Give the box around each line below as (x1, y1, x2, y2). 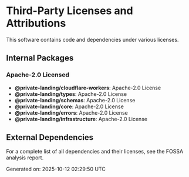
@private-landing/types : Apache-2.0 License (14, 90, 127, 98)
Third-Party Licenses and (6, 4, 133, 18)
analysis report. (6, 154, 44, 161)
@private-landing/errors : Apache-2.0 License (14, 109, 128, 116)
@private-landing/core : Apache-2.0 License (14, 103, 124, 110)
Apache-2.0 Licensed (6, 71, 69, 79)
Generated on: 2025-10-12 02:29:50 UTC (6, 166, 106, 173)
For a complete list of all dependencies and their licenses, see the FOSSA (6, 148, 184, 155)
